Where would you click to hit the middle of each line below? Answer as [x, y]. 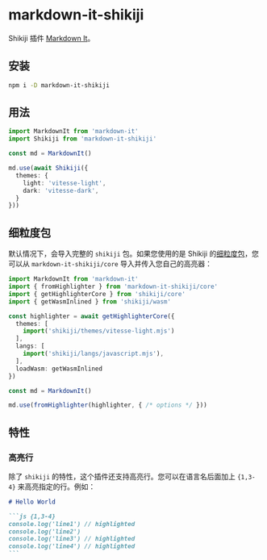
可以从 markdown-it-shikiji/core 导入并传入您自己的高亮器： [110, 264]
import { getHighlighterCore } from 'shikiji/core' [97, 294]
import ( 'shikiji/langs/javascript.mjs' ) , [93, 353]
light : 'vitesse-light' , [65, 183]
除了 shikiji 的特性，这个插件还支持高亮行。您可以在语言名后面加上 [122, 476]
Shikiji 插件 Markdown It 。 [52, 38]
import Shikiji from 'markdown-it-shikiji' [83, 139]
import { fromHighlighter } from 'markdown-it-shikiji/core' [113, 286]
